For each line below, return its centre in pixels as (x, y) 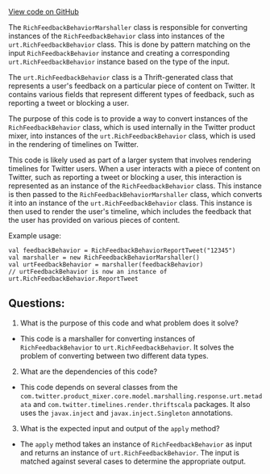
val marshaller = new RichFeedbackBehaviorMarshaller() (104, 258)
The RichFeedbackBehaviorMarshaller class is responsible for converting (128, 27)
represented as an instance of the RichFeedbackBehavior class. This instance (135, 186)
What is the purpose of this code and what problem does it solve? (129, 323)
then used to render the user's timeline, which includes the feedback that (130, 212)
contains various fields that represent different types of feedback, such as (132, 94)
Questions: (37, 303)
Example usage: (35, 236)
